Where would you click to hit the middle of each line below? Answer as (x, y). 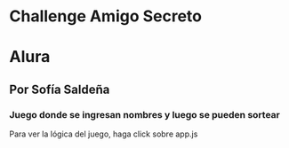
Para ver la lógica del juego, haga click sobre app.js (104, 134)
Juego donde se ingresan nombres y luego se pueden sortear (144, 114)
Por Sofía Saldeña (60, 89)
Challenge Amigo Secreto (106, 16)
